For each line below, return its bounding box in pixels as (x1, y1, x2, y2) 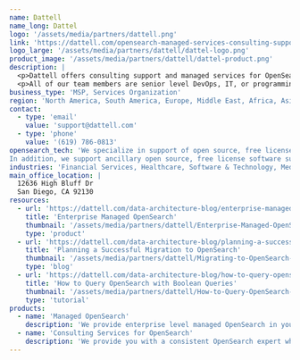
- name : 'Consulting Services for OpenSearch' (17, 329, 194, 338)
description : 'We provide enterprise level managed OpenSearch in (25, 321, 278, 330)
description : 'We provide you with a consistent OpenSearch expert (25, 337, 281, 346)
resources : (9, 196, 50, 205)
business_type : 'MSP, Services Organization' (9, 88, 181, 96)
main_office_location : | (9, 171, 102, 180)
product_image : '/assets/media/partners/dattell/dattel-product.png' (9, 54, 274, 63)
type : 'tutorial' (25, 296, 90, 305)
